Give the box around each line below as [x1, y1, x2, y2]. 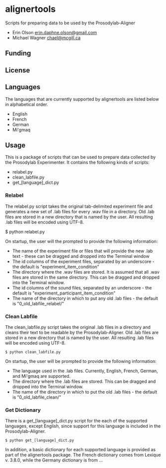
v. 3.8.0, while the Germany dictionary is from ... [5, 457, 103, 463]
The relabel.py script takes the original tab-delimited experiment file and [5, 203, 153, 209]
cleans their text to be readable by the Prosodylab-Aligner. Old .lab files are [5, 329, 159, 335]
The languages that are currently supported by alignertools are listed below [5, 96, 160, 102]
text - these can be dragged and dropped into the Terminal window [12, 253, 150, 259]
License [5, 66, 30, 74]
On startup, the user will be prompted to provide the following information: [5, 358, 157, 364]
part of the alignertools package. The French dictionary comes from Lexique [5, 452, 161, 458]
